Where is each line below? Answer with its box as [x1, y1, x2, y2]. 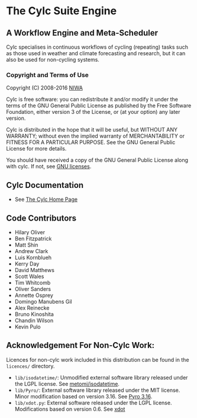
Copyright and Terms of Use [6, 71, 89, 79]
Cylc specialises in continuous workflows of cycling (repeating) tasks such [6, 43, 188, 50]
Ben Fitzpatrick [14, 235, 52, 242]
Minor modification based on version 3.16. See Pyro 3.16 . [14, 393, 153, 400]
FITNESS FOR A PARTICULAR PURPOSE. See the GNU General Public [6, 139, 176, 146]
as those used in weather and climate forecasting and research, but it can [6, 50, 186, 57]
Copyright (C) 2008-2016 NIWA [6, 84, 83, 91]
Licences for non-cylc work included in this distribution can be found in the [6, 356, 189, 363]
